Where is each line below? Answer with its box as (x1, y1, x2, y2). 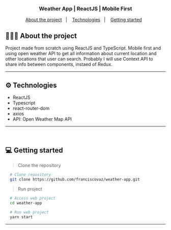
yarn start (10, 215, 33, 220)
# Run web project (10, 210, 49, 215)
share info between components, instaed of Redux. (5, 61, 113, 67)
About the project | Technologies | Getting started (25, 17, 142, 23)
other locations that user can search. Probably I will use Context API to (5, 56, 154, 62)
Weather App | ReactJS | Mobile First (39, 5, 132, 12)
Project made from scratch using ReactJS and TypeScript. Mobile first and (5, 45, 161, 51)
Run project (17, 186, 42, 192)
